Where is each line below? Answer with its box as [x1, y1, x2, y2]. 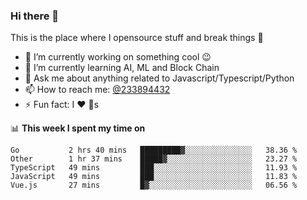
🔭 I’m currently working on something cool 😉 [24, 51, 212, 63]
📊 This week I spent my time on [10, 122, 146, 134]
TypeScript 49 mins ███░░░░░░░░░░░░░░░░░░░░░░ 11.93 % [10, 163, 298, 173]
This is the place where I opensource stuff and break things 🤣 [10, 32, 264, 44]
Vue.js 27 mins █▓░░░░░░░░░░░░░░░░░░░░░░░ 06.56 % [10, 180, 298, 191]
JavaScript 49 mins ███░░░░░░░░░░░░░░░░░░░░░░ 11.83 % [10, 172, 298, 182]
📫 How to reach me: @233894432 [24, 84, 171, 96]
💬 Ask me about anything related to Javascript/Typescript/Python [24, 72, 295, 84]
